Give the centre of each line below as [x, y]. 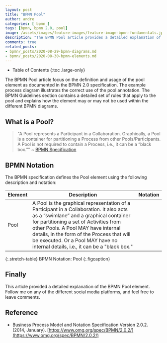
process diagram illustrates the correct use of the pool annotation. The [78, 90]
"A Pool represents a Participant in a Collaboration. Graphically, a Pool [89, 134]
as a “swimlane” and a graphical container [81, 215]
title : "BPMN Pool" [25, 14]
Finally [16, 275]
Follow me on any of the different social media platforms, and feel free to [80, 292]
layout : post [19, 10]
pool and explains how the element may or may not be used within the [77, 101]
